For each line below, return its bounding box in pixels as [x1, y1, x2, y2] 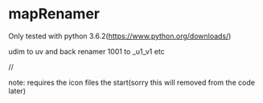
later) [8, 85, 27, 96]
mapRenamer [8, 5, 101, 23]
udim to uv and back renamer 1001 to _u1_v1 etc [8, 46, 165, 56]
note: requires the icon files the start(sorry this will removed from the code [8, 77, 256, 87]
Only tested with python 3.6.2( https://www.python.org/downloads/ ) [8, 31, 232, 41]
